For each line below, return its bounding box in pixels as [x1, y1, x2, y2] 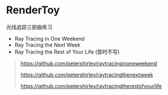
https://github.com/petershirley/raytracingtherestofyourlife [20, 82, 162, 89]
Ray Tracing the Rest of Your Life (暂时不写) [14, 48, 120, 55]
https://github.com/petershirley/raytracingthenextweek [20, 71, 153, 78]
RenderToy [6, 3, 60, 17]
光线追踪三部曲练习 [6, 23, 53, 30]
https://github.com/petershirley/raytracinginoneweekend [20, 59, 157, 67]
